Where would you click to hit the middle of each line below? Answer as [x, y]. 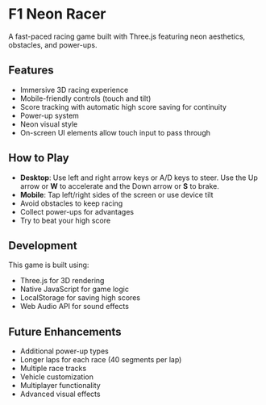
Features [31, 71]
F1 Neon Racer [57, 14]
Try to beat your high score [65, 220]
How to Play [39, 158]
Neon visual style [49, 124]
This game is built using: [49, 265]
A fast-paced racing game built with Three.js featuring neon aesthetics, [127, 36]
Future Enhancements [65, 332]
